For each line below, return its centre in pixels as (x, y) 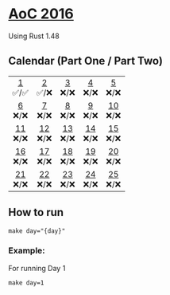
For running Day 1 (37, 268)
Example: (27, 250)
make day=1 (26, 283)
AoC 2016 (41, 14)
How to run (36, 212)
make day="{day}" (37, 231)
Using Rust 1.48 (34, 36)
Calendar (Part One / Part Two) (85, 61)
